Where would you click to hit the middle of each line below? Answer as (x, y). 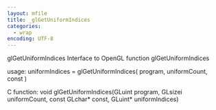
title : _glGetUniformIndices (49, 20)
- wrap (23, 32)
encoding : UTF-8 (30, 39)
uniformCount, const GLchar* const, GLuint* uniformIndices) (93, 99)
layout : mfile (27, 13)
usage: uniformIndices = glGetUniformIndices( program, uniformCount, (107, 72)
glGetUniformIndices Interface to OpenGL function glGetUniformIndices (108, 58)
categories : (24, 26)
